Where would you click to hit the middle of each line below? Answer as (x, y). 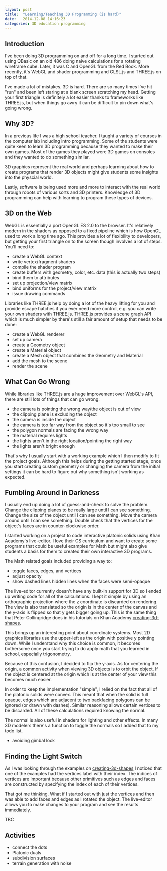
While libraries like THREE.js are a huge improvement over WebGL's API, (79, 394)
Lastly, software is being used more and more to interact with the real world (83, 187)
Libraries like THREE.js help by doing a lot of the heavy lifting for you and (80, 303)
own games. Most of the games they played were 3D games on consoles (80, 152)
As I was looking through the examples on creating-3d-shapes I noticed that (83, 768)
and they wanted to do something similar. (47, 157)
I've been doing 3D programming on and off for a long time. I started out (79, 56)
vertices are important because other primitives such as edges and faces (80, 779)
